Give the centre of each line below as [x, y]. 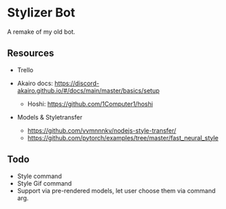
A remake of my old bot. [41, 32]
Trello [25, 69]
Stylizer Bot [41, 13]
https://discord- [77, 83]
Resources [31, 53]
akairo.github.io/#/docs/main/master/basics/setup [88, 90]
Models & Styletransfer [50, 117]
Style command [39, 176]
